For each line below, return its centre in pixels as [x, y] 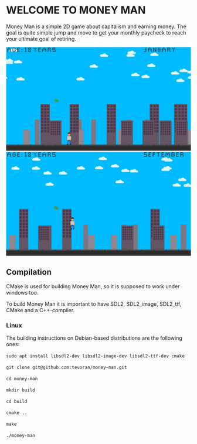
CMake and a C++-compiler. [40, 310]
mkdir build [21, 390]
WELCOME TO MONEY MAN [76, 10]
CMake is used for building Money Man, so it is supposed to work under [93, 286]
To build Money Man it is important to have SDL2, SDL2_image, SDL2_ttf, [94, 304]
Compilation [29, 272]
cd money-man [22, 379]
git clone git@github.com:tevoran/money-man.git [67, 368]
